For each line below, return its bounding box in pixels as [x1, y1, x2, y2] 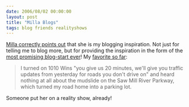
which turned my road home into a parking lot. [20, 83, 132, 91]
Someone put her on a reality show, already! [6, 95, 112, 102]
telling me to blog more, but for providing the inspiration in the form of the [6, 47, 183, 54]
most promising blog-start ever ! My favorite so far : [6, 53, 128, 60]
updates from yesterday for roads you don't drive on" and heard [20, 71, 175, 78]
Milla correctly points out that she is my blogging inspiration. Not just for [6, 41, 180, 48]
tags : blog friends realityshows [6, 25, 87, 31]
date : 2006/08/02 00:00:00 [6, 8, 72, 15]
